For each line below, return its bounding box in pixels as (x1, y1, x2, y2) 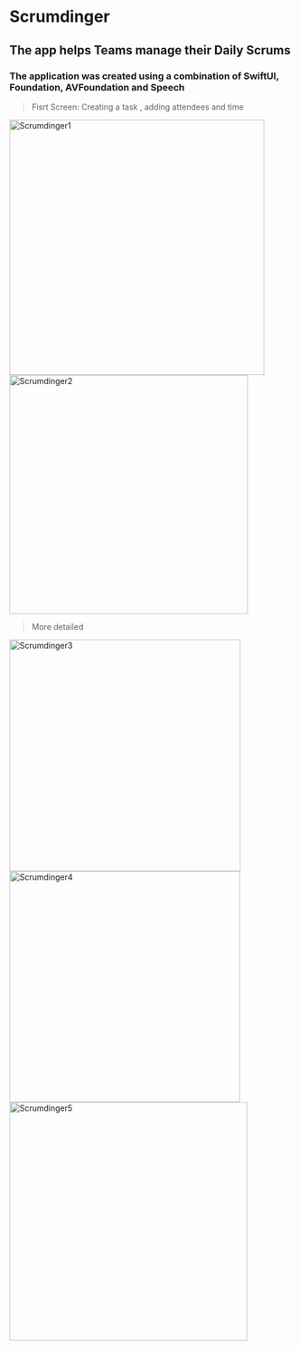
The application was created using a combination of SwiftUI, (9, 70, 279, 82)
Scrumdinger (9, 6, 110, 27)
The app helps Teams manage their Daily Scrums (9, 43, 291, 58)
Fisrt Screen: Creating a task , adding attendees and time (31, 101, 244, 112)
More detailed (31, 621, 84, 632)
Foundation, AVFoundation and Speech (9, 81, 185, 93)
